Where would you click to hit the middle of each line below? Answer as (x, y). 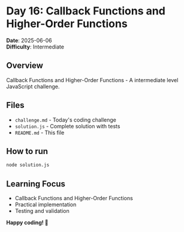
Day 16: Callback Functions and (86, 11)
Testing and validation (42, 211)
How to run (27, 151)
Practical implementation (46, 204)
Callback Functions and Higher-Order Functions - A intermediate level (92, 80)
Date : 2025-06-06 (29, 40)
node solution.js (28, 165)
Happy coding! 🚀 (27, 222)
